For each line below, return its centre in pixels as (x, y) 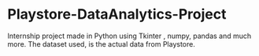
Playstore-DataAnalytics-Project (117, 14)
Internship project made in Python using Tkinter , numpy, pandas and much (129, 36)
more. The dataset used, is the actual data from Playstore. (102, 44)
